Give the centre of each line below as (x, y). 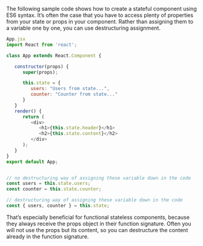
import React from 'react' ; (42, 45)
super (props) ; (40, 72)
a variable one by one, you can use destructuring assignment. (83, 28)
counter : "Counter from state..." (74, 94)
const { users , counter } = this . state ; (58, 206)
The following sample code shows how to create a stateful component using (101, 9)
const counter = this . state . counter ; (54, 189)
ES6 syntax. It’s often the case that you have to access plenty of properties (100, 15)
